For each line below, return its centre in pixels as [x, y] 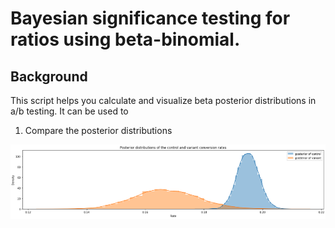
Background [49, 76]
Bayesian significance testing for [150, 18]
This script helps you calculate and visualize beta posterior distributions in [163, 100]
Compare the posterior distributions [98, 130]
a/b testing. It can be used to [69, 111]
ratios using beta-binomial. [125, 39]
